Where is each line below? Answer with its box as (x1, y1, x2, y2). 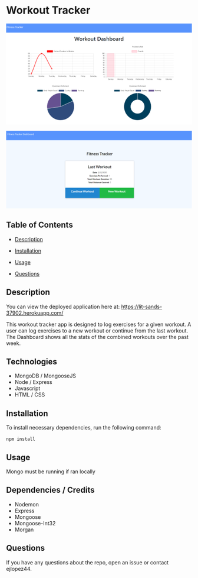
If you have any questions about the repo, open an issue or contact (6, 558, 169, 566)
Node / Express (14, 379, 53, 386)
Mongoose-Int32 (14, 519, 56, 527)
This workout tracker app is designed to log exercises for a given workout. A (6, 321, 192, 328)
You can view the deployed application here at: (6, 303, 120, 310)
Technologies (6, 357, 58, 367)
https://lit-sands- (121, 303, 163, 310)
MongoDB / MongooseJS (14, 372, 77, 379)
